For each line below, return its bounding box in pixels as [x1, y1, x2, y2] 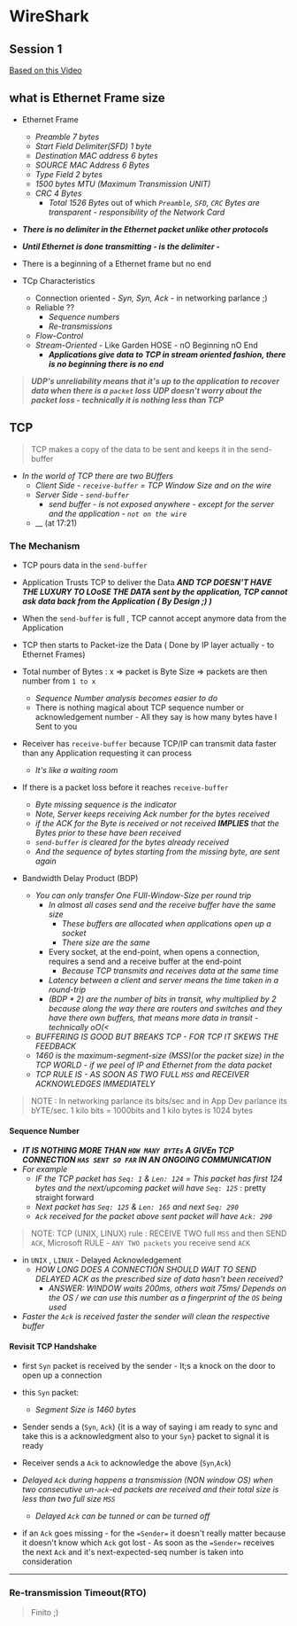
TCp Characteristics [21, 275, 95, 285]
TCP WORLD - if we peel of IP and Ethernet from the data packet [34, 1059, 272, 1070]
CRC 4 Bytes [34, 188, 82, 199]
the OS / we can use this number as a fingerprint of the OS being [48, 1293, 283, 1303]
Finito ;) [30, 1606, 59, 1617]
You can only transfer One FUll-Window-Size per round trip [34, 889, 252, 901]
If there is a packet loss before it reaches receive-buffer [21, 782, 229, 793]
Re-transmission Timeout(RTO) [9, 1587, 148, 1599]
